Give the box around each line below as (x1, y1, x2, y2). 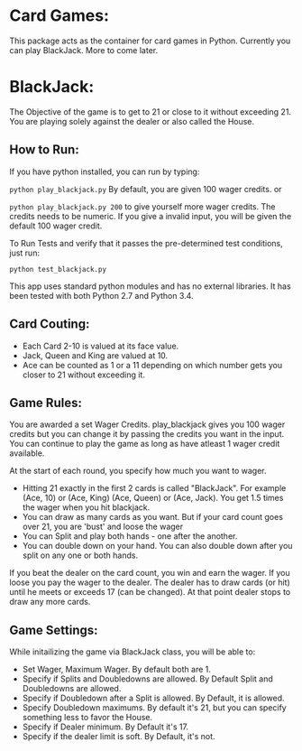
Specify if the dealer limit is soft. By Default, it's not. (22, 731, 215, 742)
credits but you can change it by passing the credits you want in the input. (9, 429, 285, 440)
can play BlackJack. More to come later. (9, 44, 159, 55)
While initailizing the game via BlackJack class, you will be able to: (9, 646, 256, 657)
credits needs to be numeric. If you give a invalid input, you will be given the (9, 210, 292, 221)
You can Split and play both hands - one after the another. (22, 531, 238, 542)
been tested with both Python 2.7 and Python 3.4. (9, 290, 194, 301)
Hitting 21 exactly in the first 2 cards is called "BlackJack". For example (22, 483, 287, 494)
